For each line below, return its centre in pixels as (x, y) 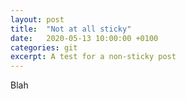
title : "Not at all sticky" (71, 29)
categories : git (44, 47)
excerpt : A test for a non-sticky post (93, 57)
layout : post (37, 19)
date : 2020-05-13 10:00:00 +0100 (84, 38)
